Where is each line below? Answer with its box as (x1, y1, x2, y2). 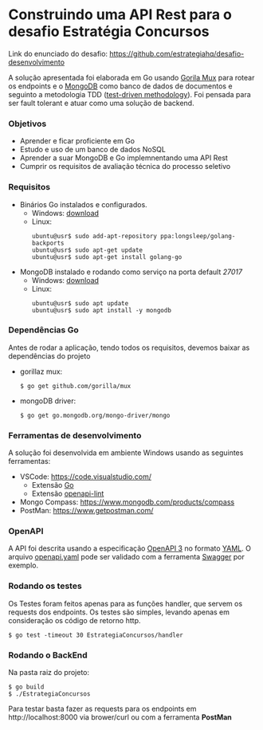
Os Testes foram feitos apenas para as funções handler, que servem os (8, 599, 243, 608)
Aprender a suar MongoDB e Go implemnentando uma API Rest (19, 153, 229, 163)
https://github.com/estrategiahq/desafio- (109, 49, 245, 58)
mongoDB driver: (19, 396, 77, 406)
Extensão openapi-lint (31, 489, 104, 499)
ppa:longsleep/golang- (160, 232, 236, 240)
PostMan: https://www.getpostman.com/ (19, 506, 154, 516)
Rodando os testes (8, 580, 82, 591)
